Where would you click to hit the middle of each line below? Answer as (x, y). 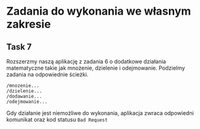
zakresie (28, 24)
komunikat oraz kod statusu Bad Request (57, 120)
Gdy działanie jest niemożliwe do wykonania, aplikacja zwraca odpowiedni (100, 113)
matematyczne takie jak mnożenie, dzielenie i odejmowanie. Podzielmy (96, 68)
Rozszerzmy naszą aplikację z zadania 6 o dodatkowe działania (86, 61)
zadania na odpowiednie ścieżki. (47, 74)
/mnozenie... (23, 86)
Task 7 (19, 47)
